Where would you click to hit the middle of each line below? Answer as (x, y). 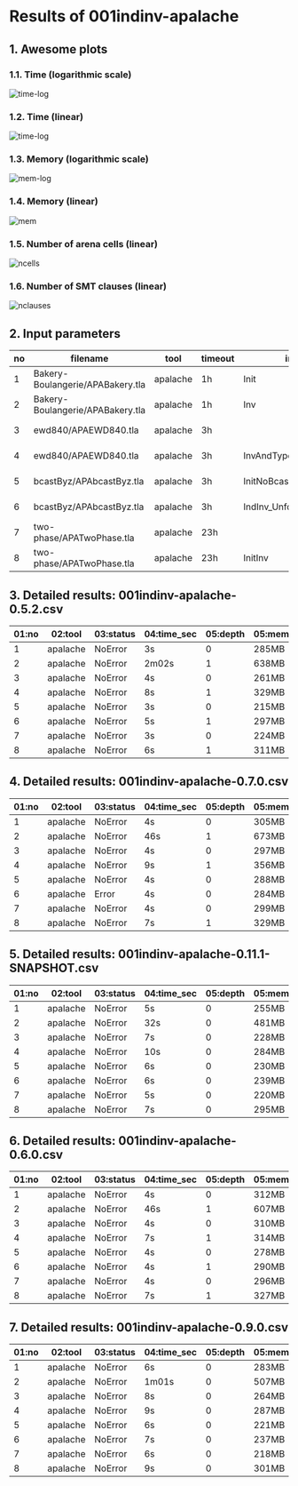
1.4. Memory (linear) (54, 202)
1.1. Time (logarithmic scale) (71, 75)
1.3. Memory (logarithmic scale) (79, 159)
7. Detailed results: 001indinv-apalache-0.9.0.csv (149, 1327)
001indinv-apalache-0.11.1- (194, 954)
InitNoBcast (268, 482)
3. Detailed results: (63, 595)
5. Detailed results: (63, 954)
